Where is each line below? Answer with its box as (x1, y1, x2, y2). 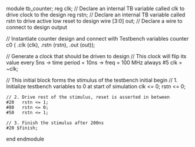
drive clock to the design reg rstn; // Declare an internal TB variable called (6, 11, 186, 18)
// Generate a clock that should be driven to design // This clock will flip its (6, 53, 187, 59)
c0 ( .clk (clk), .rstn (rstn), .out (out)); (6, 41, 95, 48)
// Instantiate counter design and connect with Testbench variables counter (6, 35, 189, 42)
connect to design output (6, 24, 68, 31)
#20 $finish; (6, 125, 38, 131)
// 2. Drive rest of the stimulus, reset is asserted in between (6, 94, 170, 100)
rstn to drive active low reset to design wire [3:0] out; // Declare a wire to (6, 18, 183, 24)
